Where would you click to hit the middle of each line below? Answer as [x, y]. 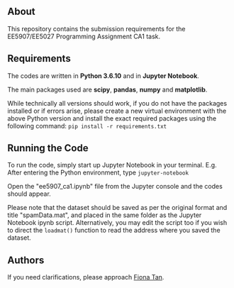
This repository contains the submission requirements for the [96, 28]
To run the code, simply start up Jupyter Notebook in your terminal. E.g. [112, 165]
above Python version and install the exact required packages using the [112, 118]
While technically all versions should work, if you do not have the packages [117, 103]
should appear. [29, 194]
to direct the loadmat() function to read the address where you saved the [114, 231]
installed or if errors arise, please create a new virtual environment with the [117, 111]
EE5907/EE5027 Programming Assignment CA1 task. [84, 36]
